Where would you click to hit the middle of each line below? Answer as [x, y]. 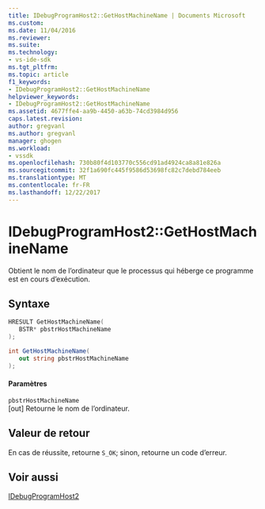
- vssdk [21, 155]
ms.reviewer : [30, 38]
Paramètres [28, 384]
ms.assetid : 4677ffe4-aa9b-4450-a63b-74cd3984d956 [93, 112]
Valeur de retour [49, 433]
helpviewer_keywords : [44, 97]
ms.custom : [26, 23]
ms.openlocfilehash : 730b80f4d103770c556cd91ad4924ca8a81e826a [115, 163]
